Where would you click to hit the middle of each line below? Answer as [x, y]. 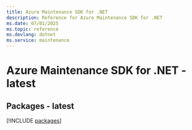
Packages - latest [40, 106]
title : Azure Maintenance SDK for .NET [57, 12]
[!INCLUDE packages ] [34, 121]
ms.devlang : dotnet [31, 35]
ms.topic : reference [33, 29]
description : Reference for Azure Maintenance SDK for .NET [85, 18]
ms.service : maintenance [38, 40]
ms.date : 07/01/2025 [33, 23]
